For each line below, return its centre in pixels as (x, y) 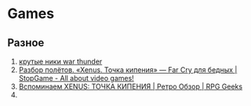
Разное (26, 43)
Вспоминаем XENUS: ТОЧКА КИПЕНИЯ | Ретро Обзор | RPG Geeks (131, 86)
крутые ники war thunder (60, 61)
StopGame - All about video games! (76, 78)
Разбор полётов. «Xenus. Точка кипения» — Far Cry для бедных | (128, 70)
